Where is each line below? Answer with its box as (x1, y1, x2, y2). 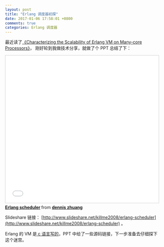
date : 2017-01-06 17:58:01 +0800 (5, 16, 73, 21)
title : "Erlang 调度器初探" (5, 12, 58, 17)
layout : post (5, 7, 32, 12)
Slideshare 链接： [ (5, 214, 43, 220)
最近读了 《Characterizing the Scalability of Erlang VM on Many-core (5, 39, 142, 45)
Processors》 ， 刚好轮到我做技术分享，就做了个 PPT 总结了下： (5, 45, 131, 51)
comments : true (5, 20, 36, 26)
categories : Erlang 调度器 (5, 25, 57, 30)
